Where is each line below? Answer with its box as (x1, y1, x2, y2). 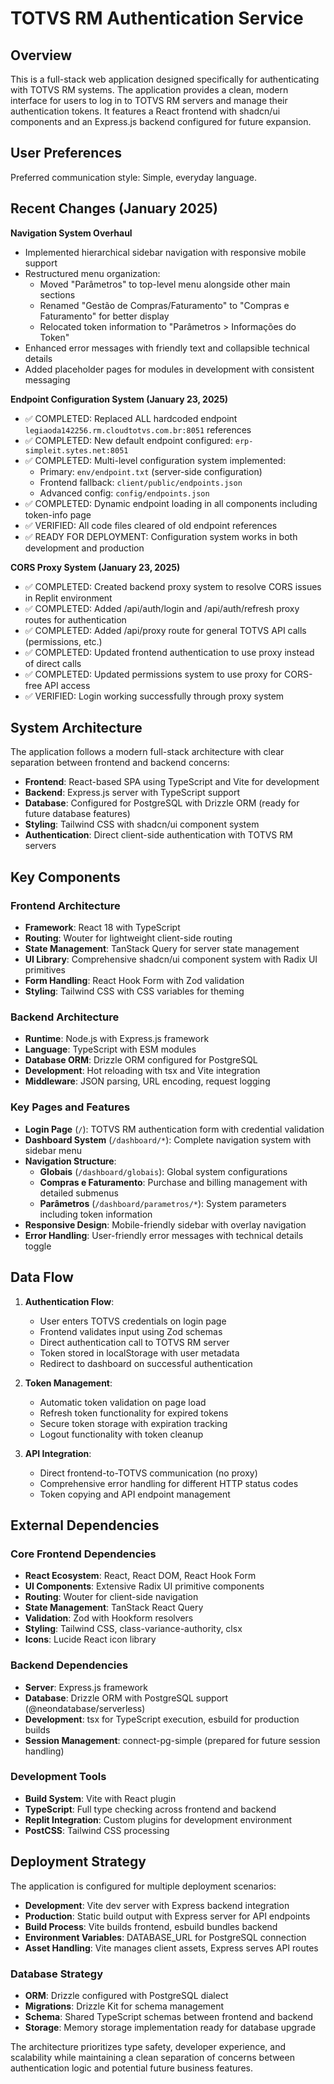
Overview (10, 47, 73, 64)
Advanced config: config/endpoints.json (39, 487, 210, 499)
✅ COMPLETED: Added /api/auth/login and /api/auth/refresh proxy (24, 602, 300, 614)
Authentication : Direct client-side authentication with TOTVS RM (24, 829, 293, 841)
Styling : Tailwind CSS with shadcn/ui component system (24, 818, 260, 831)
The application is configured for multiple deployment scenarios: (10, 1880, 277, 1892)
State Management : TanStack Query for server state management (24, 943, 300, 955)
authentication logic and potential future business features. (10, 2062, 253, 2074)
